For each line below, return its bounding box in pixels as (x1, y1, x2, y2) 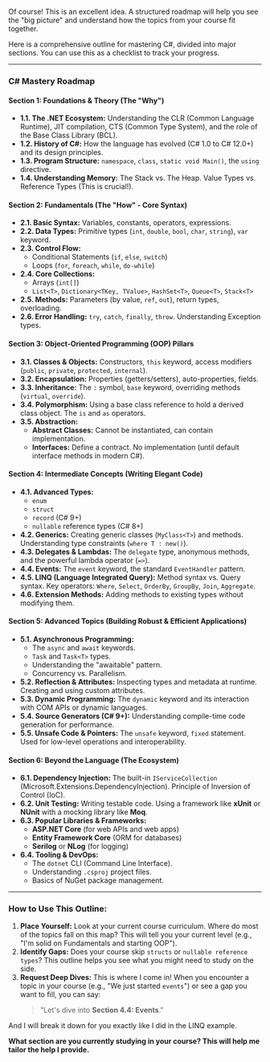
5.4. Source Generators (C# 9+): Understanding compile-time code (19, 711, 246, 720)
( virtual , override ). (19, 391, 86, 400)
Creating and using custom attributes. (19, 685, 145, 695)
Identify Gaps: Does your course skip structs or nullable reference (19, 947, 248, 957)
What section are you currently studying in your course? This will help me (8, 1036, 260, 1046)
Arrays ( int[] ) (31, 277, 80, 288)
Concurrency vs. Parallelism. (31, 668, 127, 678)
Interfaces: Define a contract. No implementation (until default (31, 442, 239, 452)
